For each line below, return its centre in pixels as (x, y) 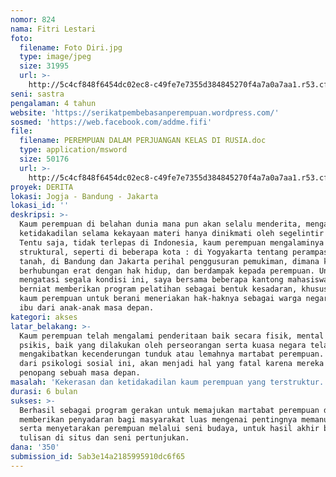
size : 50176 (44, 159)
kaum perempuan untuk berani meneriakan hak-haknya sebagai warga (160, 299)
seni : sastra (37, 94)
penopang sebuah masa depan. (80, 373)
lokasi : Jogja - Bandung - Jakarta (84, 196)
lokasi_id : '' (40, 206)
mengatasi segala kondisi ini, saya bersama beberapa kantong (151, 280)
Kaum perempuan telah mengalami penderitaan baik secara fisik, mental (172, 336)
